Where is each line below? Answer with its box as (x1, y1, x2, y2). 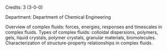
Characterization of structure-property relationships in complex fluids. (5, 40, 153, 46)
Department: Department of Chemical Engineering (5, 14, 111, 20)
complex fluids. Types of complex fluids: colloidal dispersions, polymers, (5, 29, 158, 35)
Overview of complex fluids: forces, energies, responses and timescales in (5, 24, 162, 30)
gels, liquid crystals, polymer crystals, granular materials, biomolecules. (5, 35, 156, 40)
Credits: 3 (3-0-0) (5, 5, 43, 10)
